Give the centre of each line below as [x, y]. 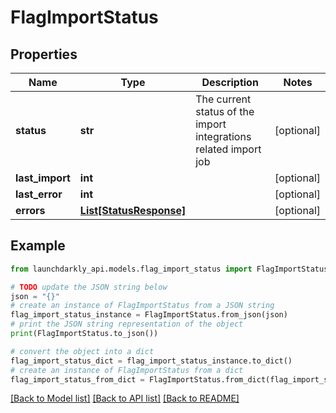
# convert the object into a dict [82, 351]
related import [228, 149]
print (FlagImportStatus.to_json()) [84, 334]
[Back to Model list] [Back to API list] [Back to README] [125, 398]
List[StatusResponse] [133, 210]
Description [230, 82]
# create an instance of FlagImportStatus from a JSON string [142, 306]
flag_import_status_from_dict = [77, 379]
